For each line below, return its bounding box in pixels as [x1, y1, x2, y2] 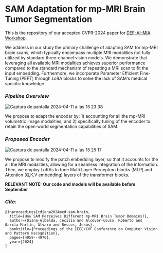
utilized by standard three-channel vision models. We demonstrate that [5, 54, 147, 60]
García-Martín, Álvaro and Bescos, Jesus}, [5, 222, 95, 227]
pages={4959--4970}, [9, 235, 51, 240]
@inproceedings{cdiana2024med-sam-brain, [5, 209, 91, 215]
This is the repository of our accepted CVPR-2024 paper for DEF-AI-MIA [5, 30, 151, 36]
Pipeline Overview [5, 92, 49, 99]
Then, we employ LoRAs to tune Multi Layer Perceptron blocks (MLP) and [5, 166, 152, 172]
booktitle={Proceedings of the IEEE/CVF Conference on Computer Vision [9, 226, 158, 232]
